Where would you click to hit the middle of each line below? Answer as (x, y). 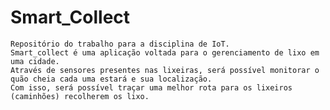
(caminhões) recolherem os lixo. (80, 96)
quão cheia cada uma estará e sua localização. (111, 79)
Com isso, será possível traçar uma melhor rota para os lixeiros (151, 87)
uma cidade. (35, 61)
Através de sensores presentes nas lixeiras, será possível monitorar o (165, 70)
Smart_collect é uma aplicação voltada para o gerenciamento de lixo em (165, 52)
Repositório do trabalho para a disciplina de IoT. (120, 44)
